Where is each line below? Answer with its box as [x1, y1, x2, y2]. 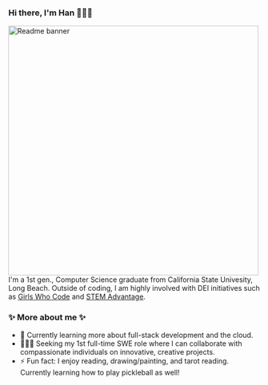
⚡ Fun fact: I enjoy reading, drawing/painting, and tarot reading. [19, 355, 230, 366]
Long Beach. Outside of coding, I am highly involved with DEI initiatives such [8, 284, 260, 293]
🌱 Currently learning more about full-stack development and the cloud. [19, 330, 254, 339]
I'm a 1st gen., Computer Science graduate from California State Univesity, [8, 275, 254, 284]
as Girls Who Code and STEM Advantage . [8, 292, 146, 302]
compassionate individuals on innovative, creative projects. [19, 347, 215, 356]
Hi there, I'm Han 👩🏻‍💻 [8, 7, 94, 18]
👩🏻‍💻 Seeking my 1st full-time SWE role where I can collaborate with [19, 339, 242, 348]
